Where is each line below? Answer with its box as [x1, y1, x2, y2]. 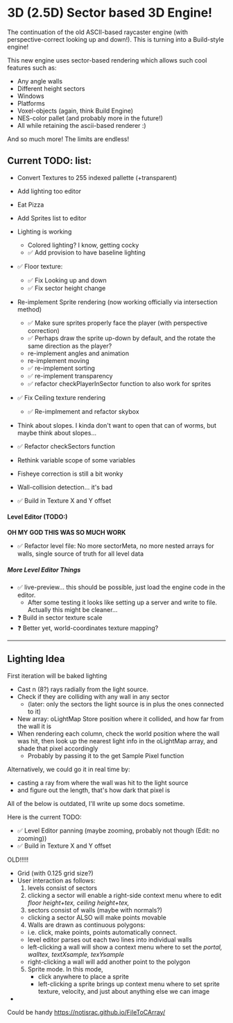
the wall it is [17, 722, 52, 730]
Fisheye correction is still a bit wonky [17, 469, 123, 478]
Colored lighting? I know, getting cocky [27, 241, 139, 249]
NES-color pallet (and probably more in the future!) [17, 113, 163, 122]
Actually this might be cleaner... [27, 605, 118, 613]
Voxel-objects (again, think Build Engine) [17, 106, 134, 115]
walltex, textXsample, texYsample [27, 950, 125, 958]
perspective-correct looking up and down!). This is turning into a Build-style [7, 35, 224, 43]
